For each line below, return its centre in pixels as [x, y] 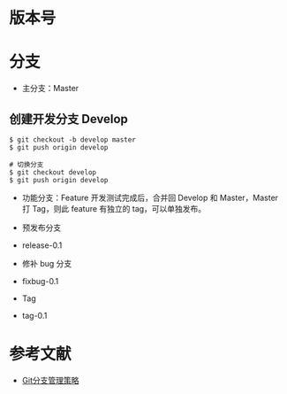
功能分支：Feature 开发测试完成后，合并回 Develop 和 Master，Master [150, 197]
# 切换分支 [26, 165]
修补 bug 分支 [47, 263]
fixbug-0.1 [40, 281]
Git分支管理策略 [50, 380]
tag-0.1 [34, 315]
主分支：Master [50, 89]
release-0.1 [42, 245]
